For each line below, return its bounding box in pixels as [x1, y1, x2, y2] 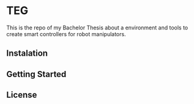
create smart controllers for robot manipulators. [6, 30, 127, 37]
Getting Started [6, 69, 67, 80]
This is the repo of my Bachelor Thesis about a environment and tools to [6, 24, 188, 31]
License [6, 90, 37, 100]
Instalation [6, 48, 48, 59]
